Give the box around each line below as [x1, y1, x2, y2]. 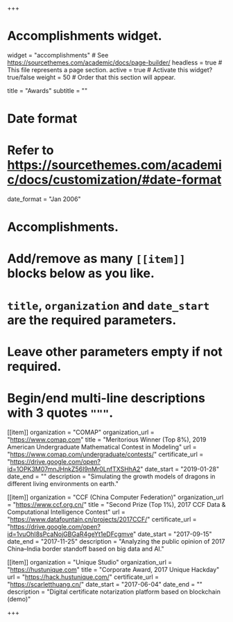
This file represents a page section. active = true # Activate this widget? [7, 65, 213, 74]
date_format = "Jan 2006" [7, 195, 81, 203]
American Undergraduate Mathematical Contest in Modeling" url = [7, 442, 197, 451]
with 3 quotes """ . [7, 405, 114, 420]
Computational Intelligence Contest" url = [7, 508, 126, 516]
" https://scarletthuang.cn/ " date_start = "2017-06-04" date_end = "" [7, 580, 203, 588]
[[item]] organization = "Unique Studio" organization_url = [7, 558, 173, 566]
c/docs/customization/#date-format [7, 172, 222, 188]
